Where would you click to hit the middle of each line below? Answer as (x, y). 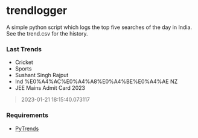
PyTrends (27, 128)
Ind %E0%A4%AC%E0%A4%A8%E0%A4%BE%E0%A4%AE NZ (96, 81)
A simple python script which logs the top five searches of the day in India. (99, 27)
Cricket (24, 62)
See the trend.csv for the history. (47, 33)
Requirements (27, 115)
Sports (23, 69)
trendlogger (37, 11)
